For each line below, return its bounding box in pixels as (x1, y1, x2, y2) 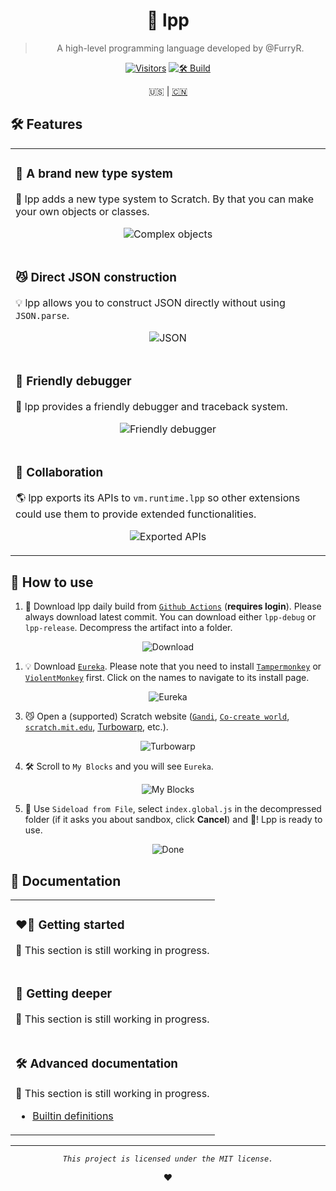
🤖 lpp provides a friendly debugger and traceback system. (15, 399, 288, 413)
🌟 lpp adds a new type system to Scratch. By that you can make (15, 192, 315, 206)
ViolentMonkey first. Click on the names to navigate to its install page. (24, 672, 310, 684)
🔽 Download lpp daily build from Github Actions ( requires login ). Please (24, 600, 322, 613)
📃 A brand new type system (15, 165, 173, 181)
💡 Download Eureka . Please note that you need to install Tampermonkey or (24, 660, 322, 673)
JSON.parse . (15, 308, 70, 322)
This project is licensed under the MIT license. (62, 1154, 274, 1164)
